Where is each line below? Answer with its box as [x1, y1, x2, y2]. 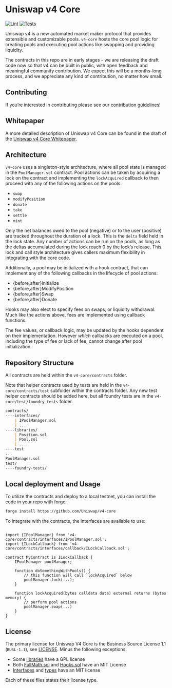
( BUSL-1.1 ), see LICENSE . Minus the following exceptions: [5, 646, 127, 653]
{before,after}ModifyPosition [12, 286, 74, 292]
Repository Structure [5, 358, 74, 367]
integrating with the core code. [5, 255, 71, 261]
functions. [5, 317, 27, 324]
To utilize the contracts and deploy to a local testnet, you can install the [5, 494, 156, 500]
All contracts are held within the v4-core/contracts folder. [5, 372, 127, 378]
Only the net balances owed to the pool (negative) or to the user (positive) [5, 227, 162, 234]
